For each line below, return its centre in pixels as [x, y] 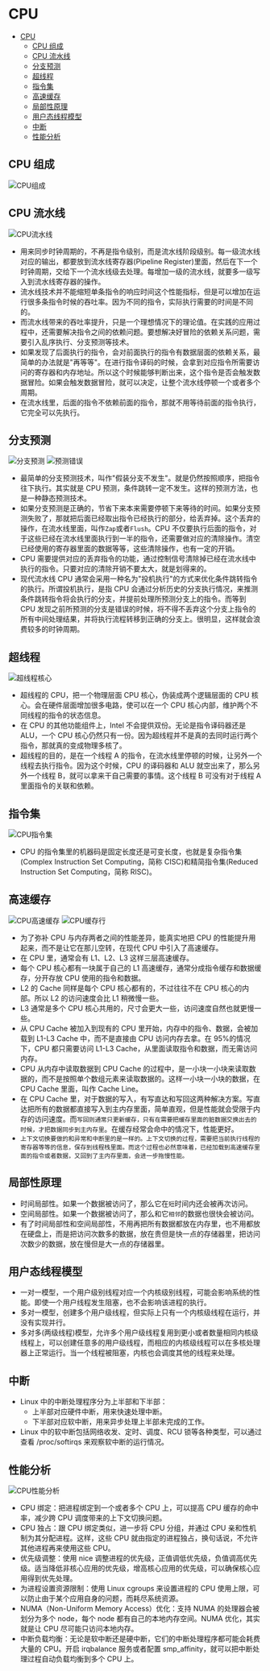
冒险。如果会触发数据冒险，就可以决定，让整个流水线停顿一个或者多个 [143, 382]
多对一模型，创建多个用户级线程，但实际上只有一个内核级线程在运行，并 [140, 1312]
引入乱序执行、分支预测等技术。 [80, 342]
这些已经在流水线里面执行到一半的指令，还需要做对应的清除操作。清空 [143, 539]
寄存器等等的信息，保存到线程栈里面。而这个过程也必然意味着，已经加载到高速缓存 [137, 1147]
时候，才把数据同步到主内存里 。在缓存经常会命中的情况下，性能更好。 [129, 1129]
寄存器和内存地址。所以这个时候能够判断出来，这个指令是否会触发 [144, 372]
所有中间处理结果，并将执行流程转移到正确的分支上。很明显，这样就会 [137, 619]
